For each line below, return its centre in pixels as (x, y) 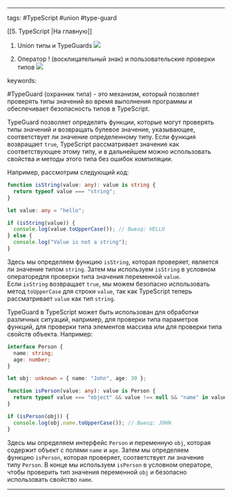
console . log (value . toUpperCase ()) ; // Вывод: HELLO (89, 229)
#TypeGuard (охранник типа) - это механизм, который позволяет (103, 94)
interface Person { (35, 347)
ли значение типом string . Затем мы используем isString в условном (112, 269)
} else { (20, 236)
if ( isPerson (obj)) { (38, 416)
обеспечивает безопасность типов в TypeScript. (78, 109)
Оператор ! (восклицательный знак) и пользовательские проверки (116, 59)
